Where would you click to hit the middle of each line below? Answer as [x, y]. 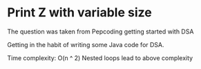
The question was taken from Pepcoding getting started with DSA [100, 31]
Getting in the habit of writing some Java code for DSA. [86, 44]
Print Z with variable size [79, 13]
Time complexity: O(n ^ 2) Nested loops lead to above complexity [100, 58]
